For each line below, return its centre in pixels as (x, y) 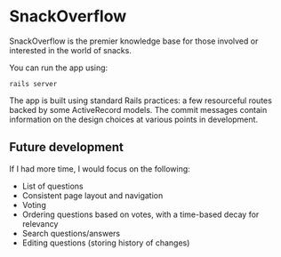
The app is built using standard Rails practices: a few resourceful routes (141, 100)
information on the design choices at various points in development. (134, 119)
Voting (34, 205)
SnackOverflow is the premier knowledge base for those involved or (134, 41)
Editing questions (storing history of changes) (106, 243)
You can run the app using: (59, 68)
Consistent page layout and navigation (92, 195)
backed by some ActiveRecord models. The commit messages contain (138, 109)
